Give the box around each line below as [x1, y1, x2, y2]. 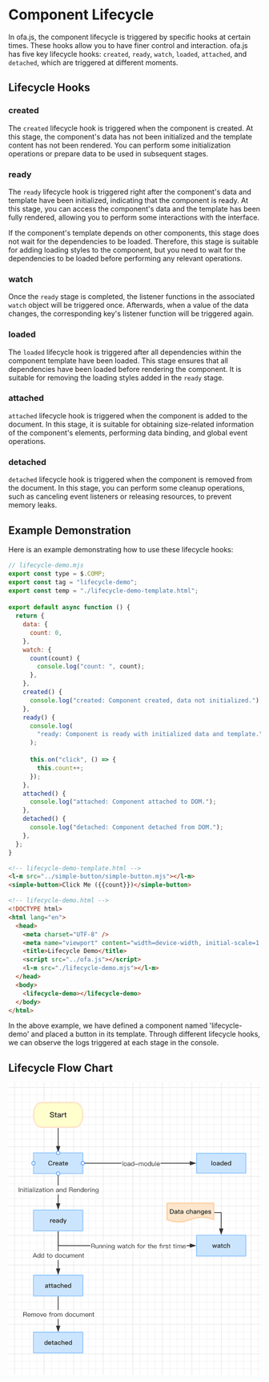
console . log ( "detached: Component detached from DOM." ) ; [29, 823, 224, 831]
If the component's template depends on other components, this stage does [8, 228, 260, 237]
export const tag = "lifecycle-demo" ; [8, 578, 138, 586]
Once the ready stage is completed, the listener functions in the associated [8, 292, 255, 301]
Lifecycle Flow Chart [8, 1061, 114, 1075]
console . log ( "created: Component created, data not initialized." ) [29, 696, 260, 705]
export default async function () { [8, 604, 130, 612]
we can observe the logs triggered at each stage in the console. [8, 1038, 219, 1048]
